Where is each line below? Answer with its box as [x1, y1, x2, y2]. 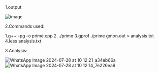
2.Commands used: [5, 23, 45, 29]
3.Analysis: [5, 48, 28, 53]
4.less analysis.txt [5, 38, 42, 44]
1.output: [5, 4, 23, 10]
